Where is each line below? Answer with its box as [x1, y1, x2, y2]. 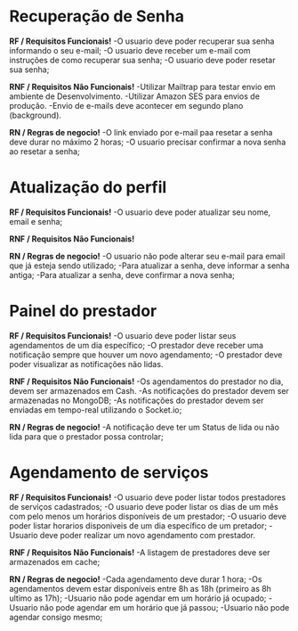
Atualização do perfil [9, 177, 167, 198]
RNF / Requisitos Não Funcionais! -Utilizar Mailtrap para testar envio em [9, 81, 276, 92]
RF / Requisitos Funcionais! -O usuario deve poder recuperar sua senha [9, 36, 275, 46]
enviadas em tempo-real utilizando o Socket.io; [9, 404, 182, 415]
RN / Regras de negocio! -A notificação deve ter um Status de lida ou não [9, 422, 280, 432]
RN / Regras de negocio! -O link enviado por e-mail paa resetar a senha [9, 127, 273, 137]
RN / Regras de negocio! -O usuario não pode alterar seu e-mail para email [9, 250, 286, 261]
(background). [9, 110, 62, 120]
